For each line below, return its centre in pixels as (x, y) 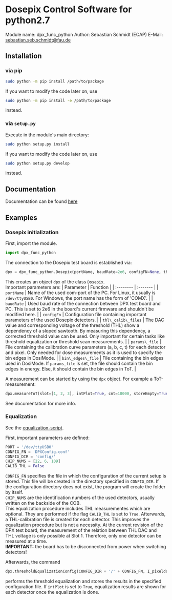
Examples (21, 218)
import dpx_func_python (31, 253)
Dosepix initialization (32, 232)
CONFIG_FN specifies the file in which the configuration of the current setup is (86, 476)
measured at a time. (26, 541)
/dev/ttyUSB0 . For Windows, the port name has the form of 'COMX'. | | (79, 298)
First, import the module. (31, 243)
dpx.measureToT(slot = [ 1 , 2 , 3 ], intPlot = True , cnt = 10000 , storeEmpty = (82, 394)
